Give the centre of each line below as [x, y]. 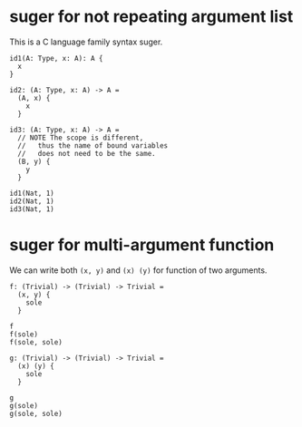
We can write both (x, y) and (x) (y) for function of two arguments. [138, 270]
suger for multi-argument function [142, 245]
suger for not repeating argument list [151, 17]
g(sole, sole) [36, 413]
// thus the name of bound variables [93, 146]
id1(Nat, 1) [32, 193]
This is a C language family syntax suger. [86, 42]
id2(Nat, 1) [32, 201]
